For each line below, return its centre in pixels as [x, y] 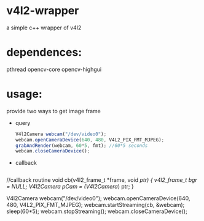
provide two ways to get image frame [54, 111]
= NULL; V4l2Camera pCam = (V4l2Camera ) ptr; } [70, 187]
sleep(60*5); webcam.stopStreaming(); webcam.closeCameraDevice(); [97, 211]
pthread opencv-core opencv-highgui [54, 69]
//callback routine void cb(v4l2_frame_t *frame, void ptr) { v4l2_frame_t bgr [102, 180]
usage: [25, 94]
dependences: [44, 52]
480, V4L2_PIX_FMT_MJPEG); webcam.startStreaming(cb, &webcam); [96, 205]
